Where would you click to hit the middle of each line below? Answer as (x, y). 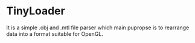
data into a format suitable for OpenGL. (55, 33)
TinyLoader (36, 11)
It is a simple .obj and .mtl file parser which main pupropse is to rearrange (98, 27)
